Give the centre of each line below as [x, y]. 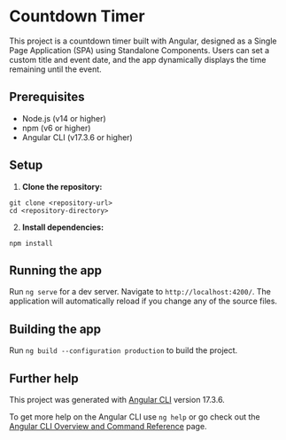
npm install [31, 243]
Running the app [55, 270]
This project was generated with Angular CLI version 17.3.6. [117, 400]
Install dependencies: [63, 227]
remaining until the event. [55, 69]
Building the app [55, 329]
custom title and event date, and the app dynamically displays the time [138, 59]
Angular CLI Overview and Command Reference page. [108, 426]
